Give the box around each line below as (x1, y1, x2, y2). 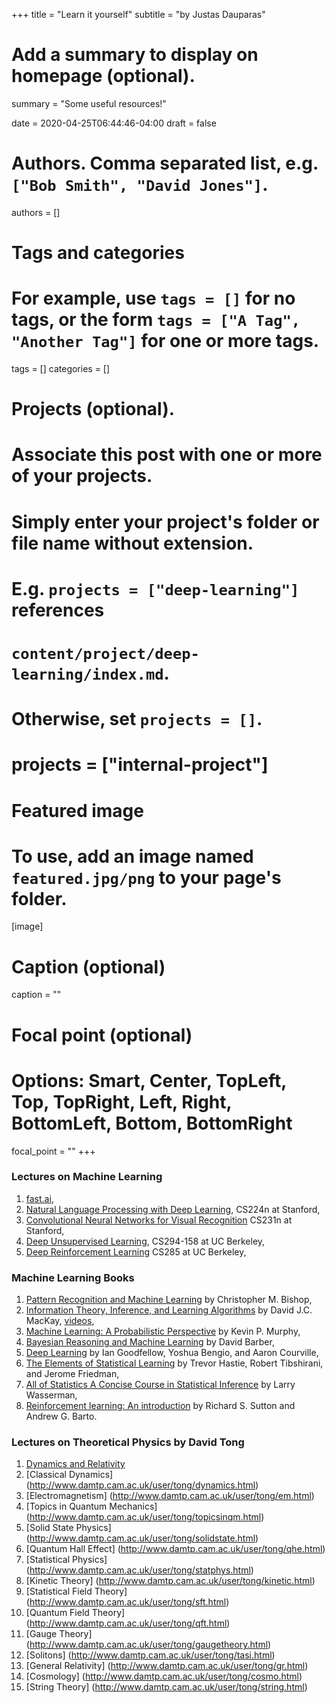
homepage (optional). (11, 65, 196, 88)
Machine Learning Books (11, 1270, 135, 1284)
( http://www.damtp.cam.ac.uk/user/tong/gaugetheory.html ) (25, 1639, 272, 1651)
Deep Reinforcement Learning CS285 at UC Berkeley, (25, 1245, 247, 1258)
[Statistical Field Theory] (25, 1585, 128, 1598)
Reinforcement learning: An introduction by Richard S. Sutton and (25, 1400, 296, 1412)
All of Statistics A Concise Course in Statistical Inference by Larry (25, 1379, 296, 1391)
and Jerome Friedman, (25, 1368, 120, 1380)
